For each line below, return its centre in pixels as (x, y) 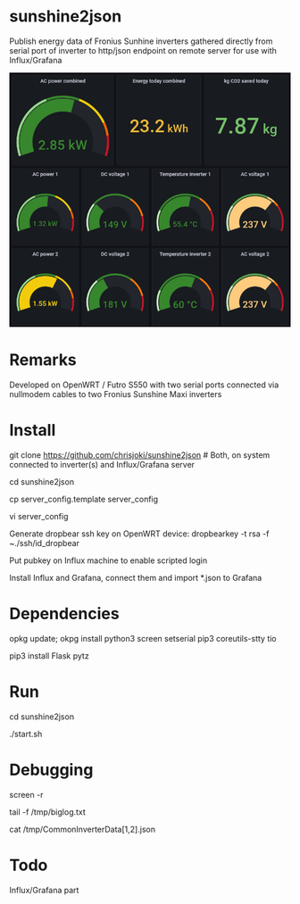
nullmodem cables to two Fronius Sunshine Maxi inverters (116, 394)
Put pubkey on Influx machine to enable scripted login (108, 560)
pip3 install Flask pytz (49, 655)
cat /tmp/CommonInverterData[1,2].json (83, 829)
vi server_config (39, 517)
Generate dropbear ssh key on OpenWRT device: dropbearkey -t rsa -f (139, 534)
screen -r (26, 794)
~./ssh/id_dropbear (45, 543)
